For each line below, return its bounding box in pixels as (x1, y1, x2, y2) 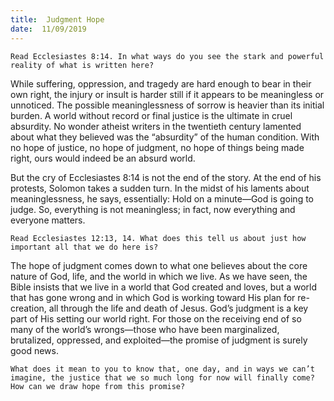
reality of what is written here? (10, 60, 155, 70)
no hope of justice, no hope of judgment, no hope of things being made (10, 141, 305, 153)
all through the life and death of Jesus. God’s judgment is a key (48, 302, 309, 314)
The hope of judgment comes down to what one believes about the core (10, 259, 308, 271)
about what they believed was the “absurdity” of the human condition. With (10, 131, 320, 143)
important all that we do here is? (10, 242, 159, 252)
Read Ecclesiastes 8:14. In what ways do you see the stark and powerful (10, 51, 325, 61)
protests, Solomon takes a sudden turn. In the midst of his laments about (10, 182, 310, 194)
